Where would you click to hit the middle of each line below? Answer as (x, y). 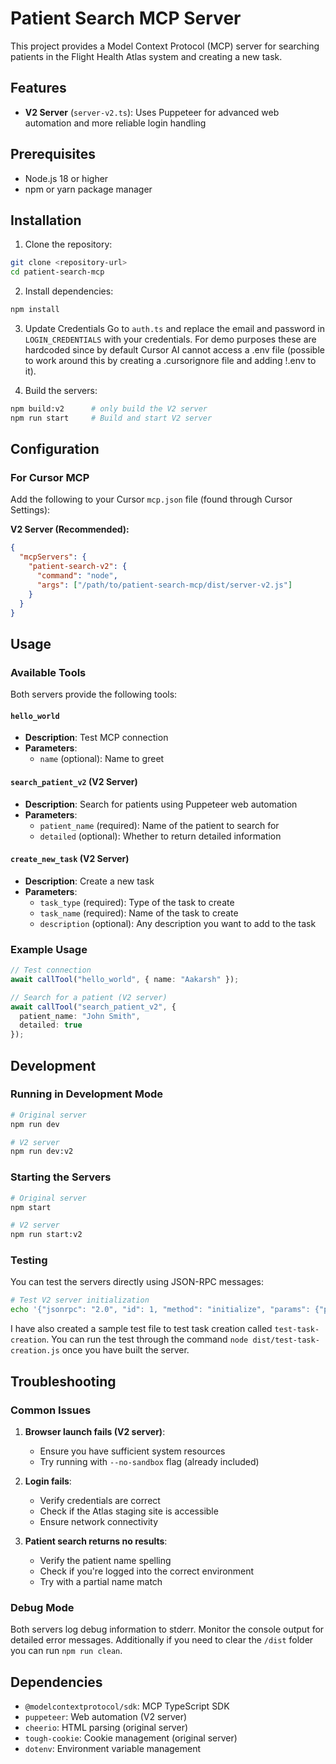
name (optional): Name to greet (102, 759)
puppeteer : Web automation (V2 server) (106, 1716)
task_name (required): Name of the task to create (139, 913)
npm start (31, 1207)
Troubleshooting (63, 1381)
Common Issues (51, 1410)
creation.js (35, 1351)
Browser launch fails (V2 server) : (95, 1431)
